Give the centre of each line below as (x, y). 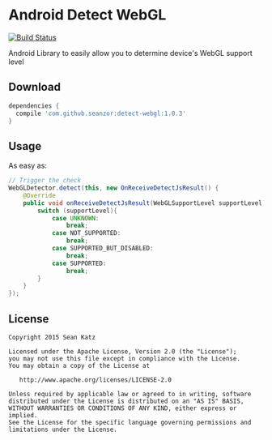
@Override (40, 195)
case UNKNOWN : (75, 218)
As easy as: (28, 166)
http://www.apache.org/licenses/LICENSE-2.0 (96, 380)
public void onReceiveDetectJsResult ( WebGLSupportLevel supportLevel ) (144, 203)
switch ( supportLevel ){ (77, 211)
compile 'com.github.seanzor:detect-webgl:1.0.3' (101, 113)
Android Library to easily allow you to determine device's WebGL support (130, 53)
